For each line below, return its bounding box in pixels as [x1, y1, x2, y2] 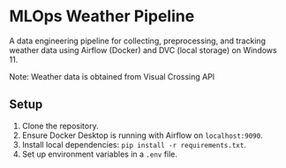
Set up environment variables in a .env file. [21, 149, 178, 159]
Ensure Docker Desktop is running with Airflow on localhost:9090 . [21, 130, 263, 141]
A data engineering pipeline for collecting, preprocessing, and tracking [9, 35, 267, 46]
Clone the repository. [21, 120, 99, 131]
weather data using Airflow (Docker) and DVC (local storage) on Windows [9, 44, 277, 55]
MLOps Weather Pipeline [9, 6, 195, 27]
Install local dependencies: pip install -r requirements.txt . [21, 139, 247, 149]
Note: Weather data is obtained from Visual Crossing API [9, 71, 215, 81]
